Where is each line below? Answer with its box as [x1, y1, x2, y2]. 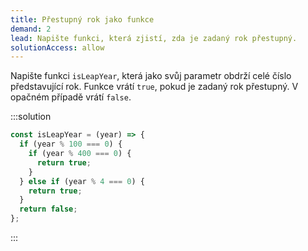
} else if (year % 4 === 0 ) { [19, 176, 145, 186]
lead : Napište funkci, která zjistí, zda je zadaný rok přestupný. [10, 33, 298, 43]
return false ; [19, 204, 78, 215]
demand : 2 [10, 24, 52, 34]
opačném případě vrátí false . [10, 91, 132, 103]
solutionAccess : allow [10, 42, 105, 53]
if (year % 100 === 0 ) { [19, 139, 123, 150]
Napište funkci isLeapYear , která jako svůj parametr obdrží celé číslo [10, 70, 292, 82]
